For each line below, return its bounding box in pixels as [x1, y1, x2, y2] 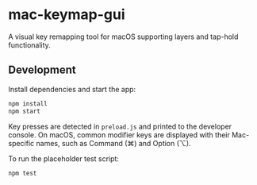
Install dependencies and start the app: [8, 84, 136, 94]
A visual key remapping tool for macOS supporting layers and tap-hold [8, 32, 239, 41]
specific [8, 138, 35, 148]
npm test [8, 169, 37, 177]
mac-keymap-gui [8, 6, 125, 24]
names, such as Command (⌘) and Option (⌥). [36, 138, 192, 148]
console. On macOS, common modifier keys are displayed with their [8, 129, 230, 140]
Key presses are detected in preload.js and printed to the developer [8, 121, 232, 131]
